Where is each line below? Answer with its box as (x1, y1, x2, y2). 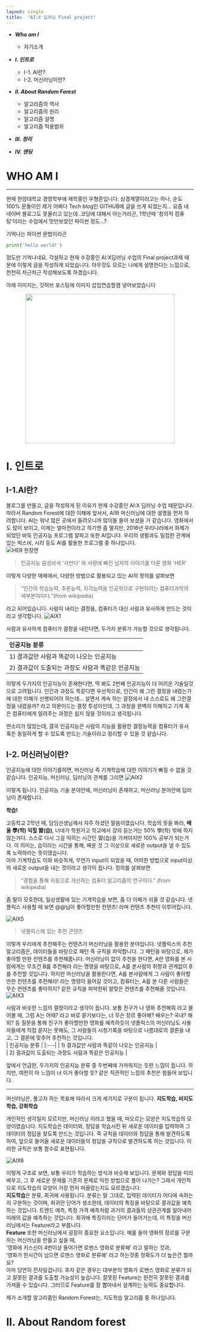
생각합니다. (17, 613, 43, 620)
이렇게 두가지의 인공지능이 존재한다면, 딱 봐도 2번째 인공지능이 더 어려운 (6, 680, 173, 687)
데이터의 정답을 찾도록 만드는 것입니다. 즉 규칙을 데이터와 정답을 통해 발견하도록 (6, 1130, 190, 1137)
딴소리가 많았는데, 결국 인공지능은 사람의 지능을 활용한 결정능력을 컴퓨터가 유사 (6, 722, 189, 730)
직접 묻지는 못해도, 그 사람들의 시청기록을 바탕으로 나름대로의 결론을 (26, 1027, 185, 1034)
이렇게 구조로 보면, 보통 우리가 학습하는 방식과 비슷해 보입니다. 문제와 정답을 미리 (6, 1169, 193, 1177)
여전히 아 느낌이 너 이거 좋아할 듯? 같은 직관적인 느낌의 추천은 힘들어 (18, 1069, 177, 1076)
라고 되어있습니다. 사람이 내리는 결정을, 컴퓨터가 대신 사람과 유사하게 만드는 (6, 605, 181, 613)
